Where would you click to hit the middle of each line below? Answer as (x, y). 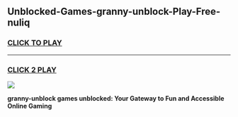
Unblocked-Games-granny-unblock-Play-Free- (114, 12)
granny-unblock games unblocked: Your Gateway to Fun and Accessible (116, 98)
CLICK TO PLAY (35, 43)
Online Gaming (30, 106)
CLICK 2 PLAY (32, 69)
